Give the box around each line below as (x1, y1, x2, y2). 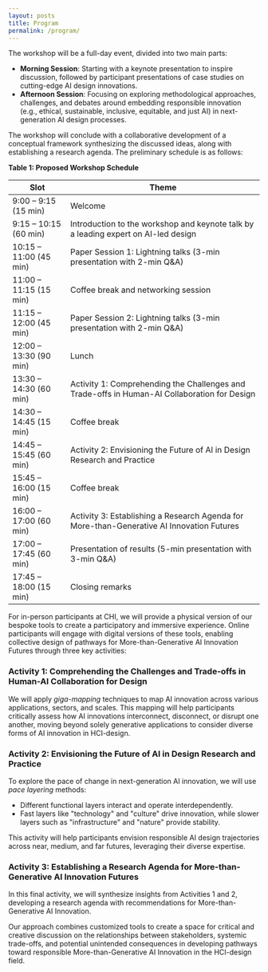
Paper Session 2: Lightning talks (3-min (70, 313, 220, 324)
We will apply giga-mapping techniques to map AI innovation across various (8, 694, 259, 704)
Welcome (70, 201, 106, 212)
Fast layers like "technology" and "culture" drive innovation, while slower (19, 809, 259, 818)
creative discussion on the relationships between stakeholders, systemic (8, 930, 247, 940)
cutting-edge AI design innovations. (19, 81, 138, 90)
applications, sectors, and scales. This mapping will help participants (8, 702, 235, 712)
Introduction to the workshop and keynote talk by (70, 218, 254, 230)
